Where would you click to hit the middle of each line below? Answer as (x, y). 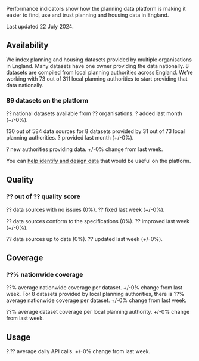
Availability (27, 45)
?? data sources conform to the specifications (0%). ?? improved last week (98, 221)
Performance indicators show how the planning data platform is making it (96, 9)
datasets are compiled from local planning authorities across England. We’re (99, 72)
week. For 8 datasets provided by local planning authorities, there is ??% (95, 294)
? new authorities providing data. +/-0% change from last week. (85, 149)
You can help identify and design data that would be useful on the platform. (99, 161)
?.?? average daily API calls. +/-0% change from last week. (78, 351)
